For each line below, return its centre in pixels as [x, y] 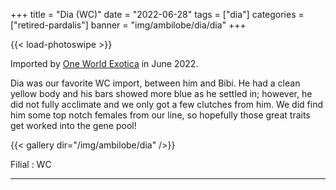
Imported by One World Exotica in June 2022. [104, 63]
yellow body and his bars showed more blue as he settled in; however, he [161, 93]
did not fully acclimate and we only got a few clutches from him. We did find [166, 104]
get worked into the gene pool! [73, 125]
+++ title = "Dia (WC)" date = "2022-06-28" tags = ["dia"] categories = [157, 14]
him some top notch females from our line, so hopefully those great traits [160, 115]
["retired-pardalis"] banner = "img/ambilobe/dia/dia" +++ [128, 25]
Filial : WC [31, 164]
